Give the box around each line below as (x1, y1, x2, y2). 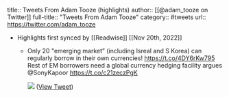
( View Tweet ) (36, 83, 74, 91)
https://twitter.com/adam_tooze (7, 20, 96, 28)
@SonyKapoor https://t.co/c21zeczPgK (27, 68, 138, 77)
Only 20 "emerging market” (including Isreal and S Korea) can (27, 47, 202, 55)
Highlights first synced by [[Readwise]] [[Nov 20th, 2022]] (16, 33, 182, 42)
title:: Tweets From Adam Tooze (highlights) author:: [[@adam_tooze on (7, 6, 208, 14)
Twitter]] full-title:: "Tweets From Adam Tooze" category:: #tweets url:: (7, 13, 206, 21)
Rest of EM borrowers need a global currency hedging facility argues (27, 61, 223, 69)
